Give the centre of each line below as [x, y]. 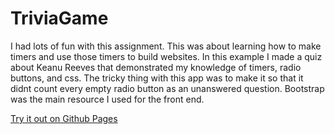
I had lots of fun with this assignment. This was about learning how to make [166, 46]
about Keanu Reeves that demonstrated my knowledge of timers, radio [156, 67]
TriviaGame [59, 18]
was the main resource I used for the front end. [107, 99]
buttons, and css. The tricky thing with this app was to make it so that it [157, 78]
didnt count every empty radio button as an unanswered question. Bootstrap [167, 88]
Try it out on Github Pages [64, 118]
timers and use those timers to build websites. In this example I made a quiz [166, 56]
